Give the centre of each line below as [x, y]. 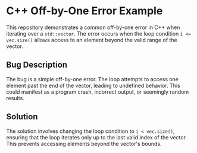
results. [15, 98]
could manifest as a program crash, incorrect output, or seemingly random [98, 92]
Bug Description [37, 65]
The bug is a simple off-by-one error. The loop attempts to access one [93, 79]
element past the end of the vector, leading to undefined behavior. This [93, 85]
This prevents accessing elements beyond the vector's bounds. [84, 144]
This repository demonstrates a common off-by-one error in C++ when [93, 27]
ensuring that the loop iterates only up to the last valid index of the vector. [97, 137]
